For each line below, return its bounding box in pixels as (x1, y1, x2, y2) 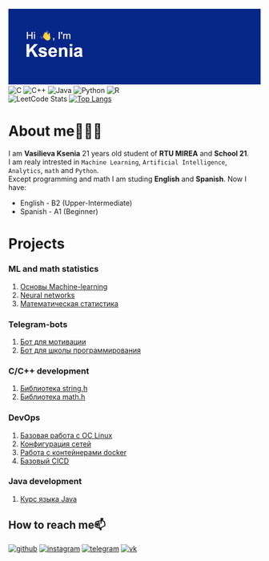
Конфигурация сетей (19, 438, 92, 449)
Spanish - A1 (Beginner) (19, 207, 98, 216)
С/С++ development (8, 365, 90, 377)
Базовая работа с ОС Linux (19, 430, 113, 440)
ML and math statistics (8, 264, 99, 275)
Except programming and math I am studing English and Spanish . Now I (8, 174, 247, 184)
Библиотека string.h (19, 384, 88, 394)
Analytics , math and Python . (8, 166, 99, 176)
